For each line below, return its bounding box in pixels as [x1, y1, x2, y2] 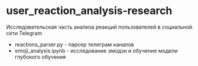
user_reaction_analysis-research [6, 4, 173, 18]
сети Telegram [6, 29, 43, 36]
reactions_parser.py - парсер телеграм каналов [14, 41, 134, 48]
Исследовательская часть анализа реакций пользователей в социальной [6, 23, 193, 30]
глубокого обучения [14, 53, 66, 60]
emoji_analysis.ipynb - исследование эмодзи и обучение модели [14, 47, 178, 54]
